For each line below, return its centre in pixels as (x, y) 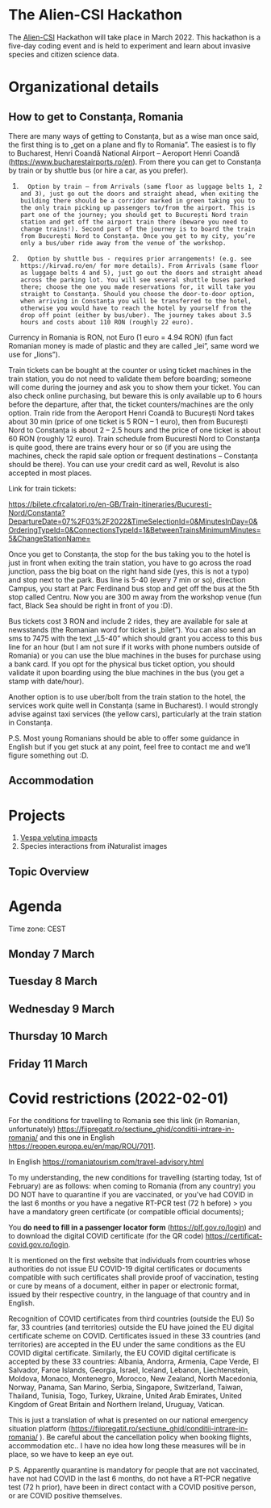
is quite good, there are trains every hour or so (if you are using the (120, 447)
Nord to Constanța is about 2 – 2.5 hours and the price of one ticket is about (135, 430)
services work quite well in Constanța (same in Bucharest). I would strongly (133, 705)
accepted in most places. (50, 473)
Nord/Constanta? (37, 512)
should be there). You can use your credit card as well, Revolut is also (124, 464)
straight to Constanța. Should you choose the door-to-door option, (138, 294)
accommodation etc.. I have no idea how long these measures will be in (127, 1446)
